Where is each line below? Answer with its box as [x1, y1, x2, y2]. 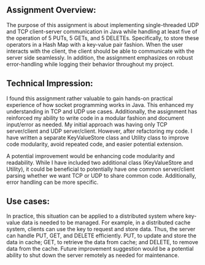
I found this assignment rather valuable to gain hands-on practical [6, 95, 173, 102]
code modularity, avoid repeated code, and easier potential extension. [6, 140, 184, 148]
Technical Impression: [6, 78, 93, 89]
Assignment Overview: [6, 5, 96, 15]
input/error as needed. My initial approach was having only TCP [6, 121, 168, 128]
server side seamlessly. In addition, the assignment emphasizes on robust [6, 53, 193, 61]
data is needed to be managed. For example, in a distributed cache [21, 219, 191, 226]
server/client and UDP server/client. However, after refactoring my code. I [6, 127, 193, 135]
